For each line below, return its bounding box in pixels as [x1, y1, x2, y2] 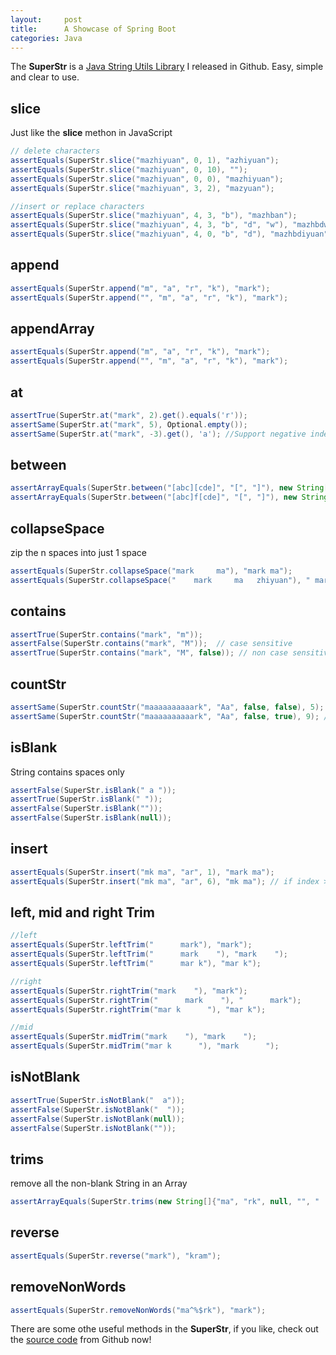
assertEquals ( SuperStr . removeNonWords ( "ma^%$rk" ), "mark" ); [10, 1305, 267, 1315]
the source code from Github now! [10, 1334, 152, 1346]
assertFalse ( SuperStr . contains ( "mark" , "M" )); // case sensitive [10, 639, 293, 649]
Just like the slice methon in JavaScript [10, 127, 173, 139]
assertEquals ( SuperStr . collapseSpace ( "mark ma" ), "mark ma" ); [10, 566, 293, 576]
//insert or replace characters [10, 201, 145, 211]
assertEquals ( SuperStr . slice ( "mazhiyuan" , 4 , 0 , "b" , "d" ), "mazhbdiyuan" [10, 229, 329, 240]
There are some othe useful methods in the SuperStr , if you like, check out [10, 1323, 319, 1335]
